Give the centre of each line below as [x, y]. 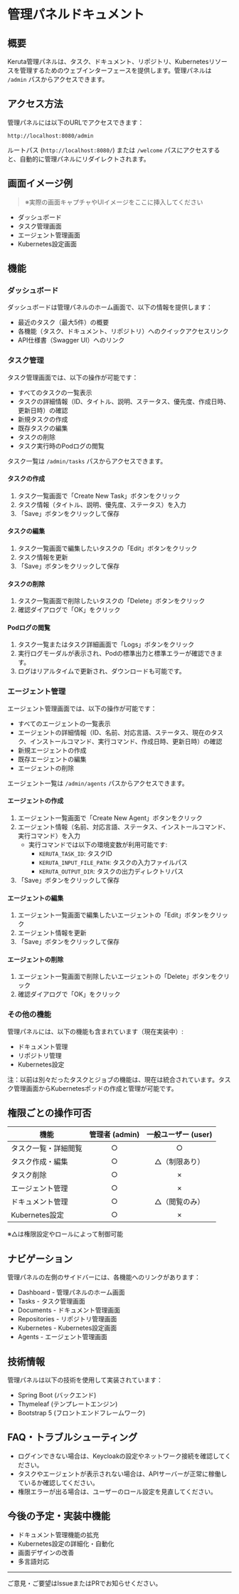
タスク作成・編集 [40, 1162]
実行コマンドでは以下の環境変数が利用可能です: [98, 844]
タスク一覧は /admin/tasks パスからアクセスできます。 [87, 461]
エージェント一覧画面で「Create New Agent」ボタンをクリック [110, 818]
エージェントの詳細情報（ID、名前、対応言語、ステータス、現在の [114, 732]
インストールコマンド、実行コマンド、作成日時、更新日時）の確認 [126, 741]
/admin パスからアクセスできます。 [58, 79]
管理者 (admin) [115, 1135]
